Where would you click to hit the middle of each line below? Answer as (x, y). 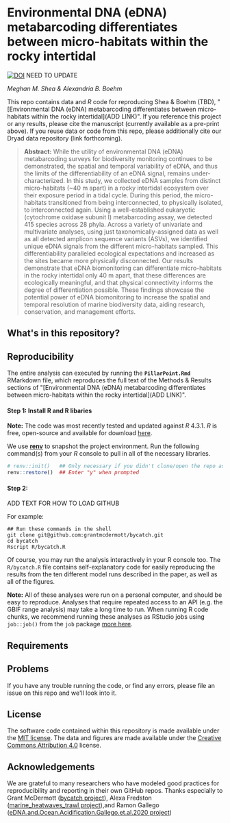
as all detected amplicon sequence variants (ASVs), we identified (115, 238)
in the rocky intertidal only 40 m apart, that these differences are (115, 275)
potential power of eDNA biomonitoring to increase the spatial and (117, 297)
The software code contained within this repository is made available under (113, 730)
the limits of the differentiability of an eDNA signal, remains (107, 173)
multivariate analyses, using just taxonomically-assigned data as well (121, 232)
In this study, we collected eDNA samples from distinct (143, 180)
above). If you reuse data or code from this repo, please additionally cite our (114, 131)
